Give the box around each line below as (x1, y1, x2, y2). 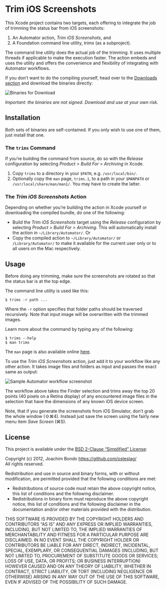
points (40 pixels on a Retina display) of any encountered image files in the (5, 393, 157, 399)
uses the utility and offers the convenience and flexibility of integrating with (5, 60, 159, 66)
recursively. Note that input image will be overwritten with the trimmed (5, 312, 148, 317)
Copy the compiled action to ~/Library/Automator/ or (12, 235, 121, 241)
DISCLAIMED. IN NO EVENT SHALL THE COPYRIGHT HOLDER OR (5, 537, 139, 543)
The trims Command (5, 144, 56, 151)
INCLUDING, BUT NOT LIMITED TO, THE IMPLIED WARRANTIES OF (5, 526, 142, 532)
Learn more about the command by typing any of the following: (5, 326, 134, 332)
